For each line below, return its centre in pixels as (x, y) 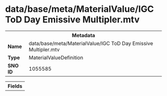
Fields (15, 86)
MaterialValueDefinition (56, 57)
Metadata (83, 35)
